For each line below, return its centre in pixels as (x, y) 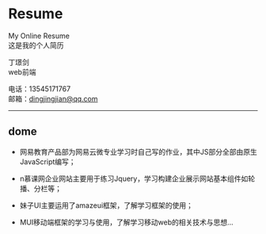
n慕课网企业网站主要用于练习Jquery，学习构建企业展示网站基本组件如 (134, 178)
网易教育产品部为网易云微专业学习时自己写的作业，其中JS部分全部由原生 (138, 152)
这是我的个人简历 (36, 45)
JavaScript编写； (48, 161)
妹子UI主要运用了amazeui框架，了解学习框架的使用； (106, 205)
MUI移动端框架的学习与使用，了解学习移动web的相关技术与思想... (126, 222)
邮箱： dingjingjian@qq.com (53, 98)
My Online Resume (39, 36)
